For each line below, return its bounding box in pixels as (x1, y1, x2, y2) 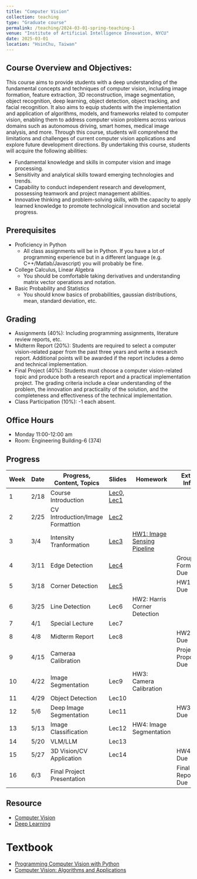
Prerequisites (6, 225, 56, 235)
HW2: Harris (132, 595, 167, 603)
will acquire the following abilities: (6, 147, 88, 154)
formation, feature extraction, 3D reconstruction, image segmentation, (6, 91, 176, 98)
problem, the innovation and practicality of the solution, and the (14, 386, 168, 393)
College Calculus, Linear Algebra (14, 266, 94, 273)
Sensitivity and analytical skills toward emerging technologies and (14, 171, 174, 178)
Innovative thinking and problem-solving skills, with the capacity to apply (14, 196, 191, 203)
